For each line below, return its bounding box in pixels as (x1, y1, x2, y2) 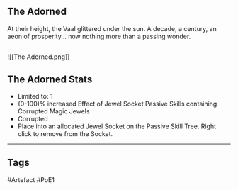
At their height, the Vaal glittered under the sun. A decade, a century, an (7, 24, 217, 33)
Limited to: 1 (17, 92, 53, 101)
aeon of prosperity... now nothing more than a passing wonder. (7, 32, 191, 40)
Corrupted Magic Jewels (17, 107, 90, 116)
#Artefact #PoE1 (7, 175, 55, 184)
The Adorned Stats (7, 73, 93, 85)
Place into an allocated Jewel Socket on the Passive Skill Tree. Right (17, 122, 217, 130)
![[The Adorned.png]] (7, 52, 70, 61)
